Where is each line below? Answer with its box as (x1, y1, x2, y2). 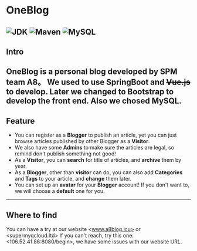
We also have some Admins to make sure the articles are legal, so (14, 144, 175, 151)
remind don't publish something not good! (14, 150, 116, 157)
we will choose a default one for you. (14, 188, 105, 195)
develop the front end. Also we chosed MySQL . (6, 96, 182, 106)
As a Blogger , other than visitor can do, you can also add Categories (14, 169, 183, 176)
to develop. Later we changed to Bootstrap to (6, 87, 174, 97)
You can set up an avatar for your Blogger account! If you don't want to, (14, 181, 189, 188)
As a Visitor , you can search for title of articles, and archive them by (14, 157, 182, 164)
